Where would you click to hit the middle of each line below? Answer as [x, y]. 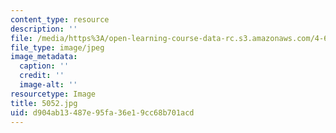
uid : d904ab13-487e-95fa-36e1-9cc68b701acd [102, 112]
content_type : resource [60, 19]
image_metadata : [44, 57]
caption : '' [44, 66]
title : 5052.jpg [44, 103]
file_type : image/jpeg [57, 47]
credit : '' [42, 76]
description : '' [44, 29]
